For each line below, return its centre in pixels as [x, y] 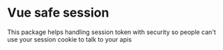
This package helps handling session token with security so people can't [111, 32]
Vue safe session [58, 13]
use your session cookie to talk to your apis [70, 39]
